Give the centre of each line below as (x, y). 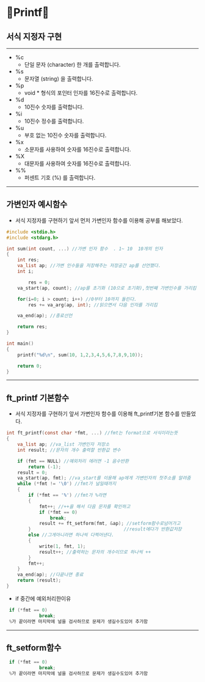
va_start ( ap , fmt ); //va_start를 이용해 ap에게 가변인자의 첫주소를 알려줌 (104, 478)
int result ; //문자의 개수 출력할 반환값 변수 (69, 450)
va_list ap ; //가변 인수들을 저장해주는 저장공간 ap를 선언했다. (89, 266)
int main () (20, 344)
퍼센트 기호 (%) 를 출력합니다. (60, 178)
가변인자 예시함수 (37, 204)
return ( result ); (39, 581)
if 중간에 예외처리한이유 (43, 598)
